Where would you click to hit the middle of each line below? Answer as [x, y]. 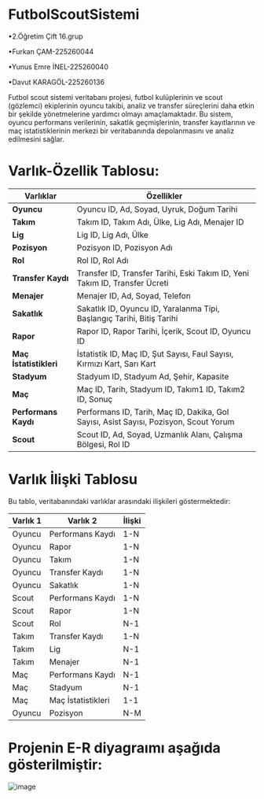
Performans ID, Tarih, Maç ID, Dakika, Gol [153, 412]
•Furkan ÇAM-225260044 [51, 51]
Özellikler [165, 196]
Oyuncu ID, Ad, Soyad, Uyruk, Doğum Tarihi [157, 209]
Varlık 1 [27, 520]
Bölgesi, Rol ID [103, 444]
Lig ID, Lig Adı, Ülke [113, 235]
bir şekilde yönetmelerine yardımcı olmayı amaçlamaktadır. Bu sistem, [121, 114]
